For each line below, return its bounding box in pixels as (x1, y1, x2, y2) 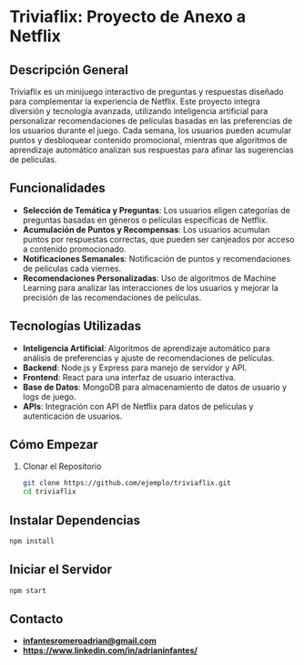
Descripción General (9, 62, 129, 78)
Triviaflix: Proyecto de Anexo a (9, 6, 247, 27)
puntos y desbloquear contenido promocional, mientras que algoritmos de (9, 135, 288, 145)
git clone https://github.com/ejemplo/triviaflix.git (22, 479, 231, 488)
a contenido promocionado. (22, 244, 127, 255)
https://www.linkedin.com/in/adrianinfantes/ (22, 645, 198, 656)
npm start (9, 586, 47, 595)
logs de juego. (22, 390, 77, 402)
